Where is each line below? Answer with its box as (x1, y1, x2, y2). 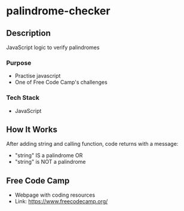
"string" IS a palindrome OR (14, 152, 83, 159)
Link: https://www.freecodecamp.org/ (14, 198, 108, 205)
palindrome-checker (6, 4, 111, 18)
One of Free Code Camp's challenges (14, 79, 108, 86)
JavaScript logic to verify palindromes (6, 44, 100, 51)
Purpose (6, 59, 32, 67)
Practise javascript (14, 72, 61, 79)
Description (6, 28, 51, 38)
